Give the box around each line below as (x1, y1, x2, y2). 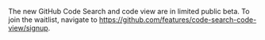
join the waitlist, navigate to (8, 15, 98, 24)
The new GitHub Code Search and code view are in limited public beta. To (8, 7, 250, 16)
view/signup (8, 24, 49, 32)
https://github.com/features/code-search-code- (98, 15, 257, 24)
